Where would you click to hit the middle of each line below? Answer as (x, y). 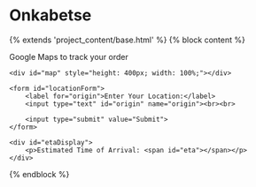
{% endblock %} (39, 174)
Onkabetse (50, 15)
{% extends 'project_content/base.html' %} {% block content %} (127, 40)
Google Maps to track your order (69, 56)
